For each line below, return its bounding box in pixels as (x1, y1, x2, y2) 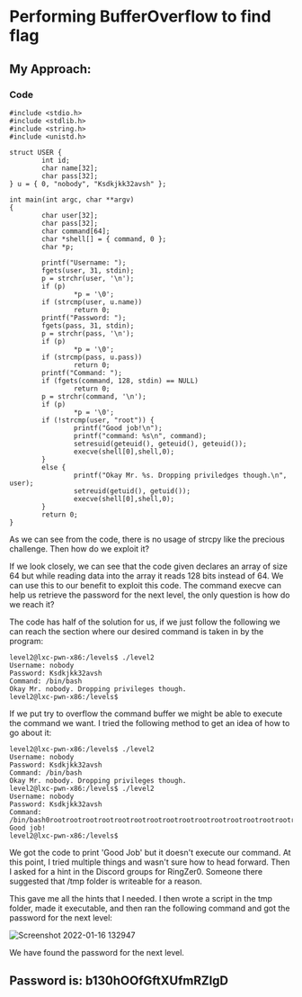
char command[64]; (41, 227, 111, 236)
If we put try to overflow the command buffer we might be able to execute (9, 708, 283, 719)
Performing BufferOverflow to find (9, 6, 271, 27)
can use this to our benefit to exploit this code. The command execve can (9, 579, 281, 590)
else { (41, 463, 67, 472)
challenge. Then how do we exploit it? (9, 543, 150, 554)
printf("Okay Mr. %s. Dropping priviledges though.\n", (73, 471, 288, 480)
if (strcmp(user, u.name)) (41, 297, 143, 307)
